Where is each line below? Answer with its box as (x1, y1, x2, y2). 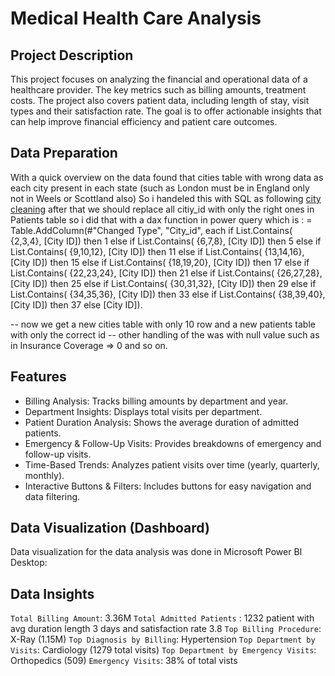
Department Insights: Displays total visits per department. (24, 405, 263, 417)
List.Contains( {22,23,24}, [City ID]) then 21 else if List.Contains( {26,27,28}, (10, 267, 323, 279)
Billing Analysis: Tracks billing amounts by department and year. (24, 395, 289, 407)
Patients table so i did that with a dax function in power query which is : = (10, 213, 313, 226)
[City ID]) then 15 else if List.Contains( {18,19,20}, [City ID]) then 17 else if (10, 256, 310, 268)
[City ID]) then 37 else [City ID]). (10, 298, 143, 311)
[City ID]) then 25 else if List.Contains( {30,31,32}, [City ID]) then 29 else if (10, 277, 317, 289)
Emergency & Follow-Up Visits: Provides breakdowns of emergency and (24, 437, 322, 449)
